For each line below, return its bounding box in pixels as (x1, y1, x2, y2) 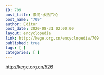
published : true (5, 41, 40, 46)
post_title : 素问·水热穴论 (5, 12, 58, 17)
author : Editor (5, 21, 38, 27)
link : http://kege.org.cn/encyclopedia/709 (5, 36, 99, 41)
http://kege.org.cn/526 (5, 64, 54, 70)
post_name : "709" (5, 17, 42, 22)
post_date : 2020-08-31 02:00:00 (5, 26, 74, 31)
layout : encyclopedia (5, 31, 51, 36)
